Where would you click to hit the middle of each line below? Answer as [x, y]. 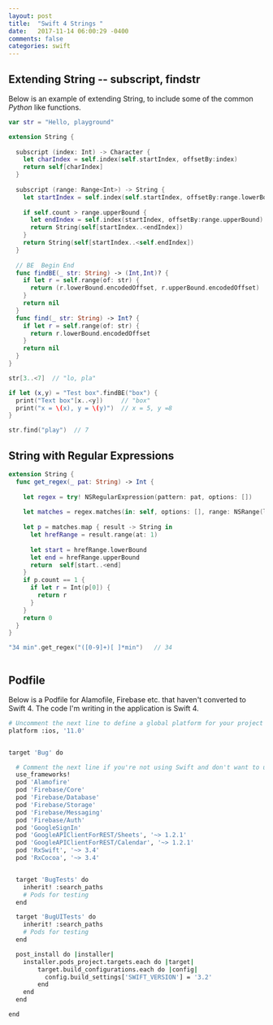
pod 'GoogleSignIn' [49, 827]
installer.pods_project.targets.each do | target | [109, 962]
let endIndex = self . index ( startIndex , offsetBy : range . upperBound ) [147, 220]
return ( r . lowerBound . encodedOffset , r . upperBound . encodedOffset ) [145, 288]
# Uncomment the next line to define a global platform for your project [136, 723]
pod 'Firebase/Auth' [50, 820]
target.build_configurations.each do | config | [118, 969]
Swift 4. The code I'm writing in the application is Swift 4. [104, 708]
